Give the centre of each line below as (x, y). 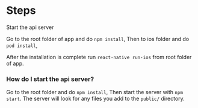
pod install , (22, 45)
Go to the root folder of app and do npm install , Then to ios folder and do (98, 39)
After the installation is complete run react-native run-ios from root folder (99, 57)
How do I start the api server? (50, 79)
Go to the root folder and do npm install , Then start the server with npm (95, 92)
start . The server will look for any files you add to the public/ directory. (95, 99)
